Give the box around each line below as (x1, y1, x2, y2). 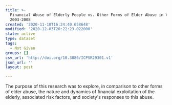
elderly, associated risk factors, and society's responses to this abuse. (5, 94, 154, 100)
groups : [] (5, 50, 29, 55)
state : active (5, 31, 36, 36)
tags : (5, 41, 17, 46)
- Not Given (10, 46, 36, 51)
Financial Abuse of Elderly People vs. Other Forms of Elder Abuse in (10, 12, 164, 17)
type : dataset (5, 36, 36, 41)
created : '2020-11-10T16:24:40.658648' (5, 22, 91, 27)
